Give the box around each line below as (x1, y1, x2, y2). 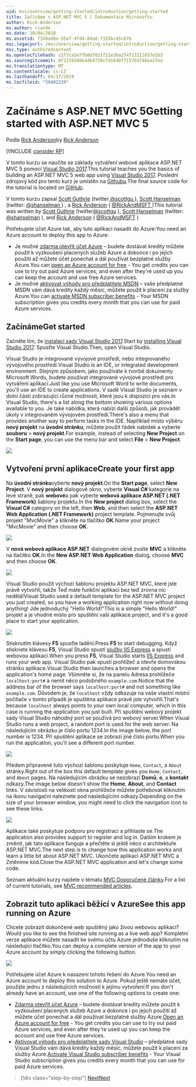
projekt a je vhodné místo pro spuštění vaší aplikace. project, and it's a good (6, 611, 188, 618)
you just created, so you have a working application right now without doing (6, 598, 188, 606)
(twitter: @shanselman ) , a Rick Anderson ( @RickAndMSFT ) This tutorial (6, 201, 183, 208)
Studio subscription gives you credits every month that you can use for (14, 1057, 185, 1064)
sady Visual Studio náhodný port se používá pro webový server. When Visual (6, 714, 190, 721)
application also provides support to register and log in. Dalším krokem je (6, 834, 182, 841)
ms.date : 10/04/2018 (6, 30, 57, 36)
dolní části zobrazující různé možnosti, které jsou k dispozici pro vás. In (6, 392, 176, 399)
